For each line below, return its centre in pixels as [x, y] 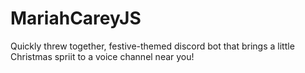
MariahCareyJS [76, 18]
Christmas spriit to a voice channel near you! [102, 56]
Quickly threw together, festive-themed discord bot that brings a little [152, 46]
